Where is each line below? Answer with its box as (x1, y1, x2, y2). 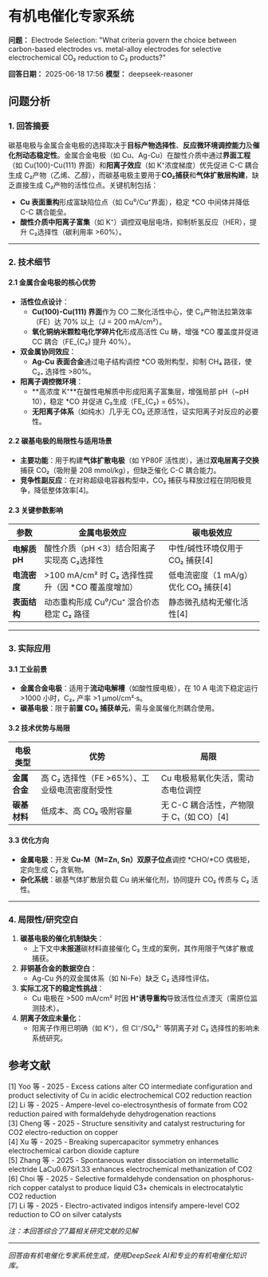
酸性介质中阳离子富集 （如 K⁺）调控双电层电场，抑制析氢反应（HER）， (19, 217, 250, 227)
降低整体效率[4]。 (33, 485, 93, 495)
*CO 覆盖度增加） (70, 581, 138, 593)
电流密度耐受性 (57, 785, 113, 796)
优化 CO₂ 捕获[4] (168, 581, 232, 593)
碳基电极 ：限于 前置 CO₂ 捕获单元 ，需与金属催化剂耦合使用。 (19, 704, 219, 713)
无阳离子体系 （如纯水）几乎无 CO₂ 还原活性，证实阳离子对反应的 (31, 406, 246, 416)
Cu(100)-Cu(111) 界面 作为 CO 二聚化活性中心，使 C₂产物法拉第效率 (31, 306, 253, 316)
